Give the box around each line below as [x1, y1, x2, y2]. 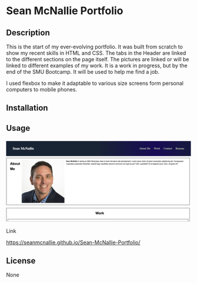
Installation [6, 103, 48, 113]
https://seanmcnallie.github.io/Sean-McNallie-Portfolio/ [6, 239, 141, 246]
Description [6, 28, 50, 38]
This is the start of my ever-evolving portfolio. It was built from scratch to [6, 43, 183, 50]
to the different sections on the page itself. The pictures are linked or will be [6, 56, 189, 62]
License [6, 256, 36, 266]
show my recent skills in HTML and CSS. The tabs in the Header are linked [6, 50, 186, 57]
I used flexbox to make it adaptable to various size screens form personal [6, 80, 184, 87]
